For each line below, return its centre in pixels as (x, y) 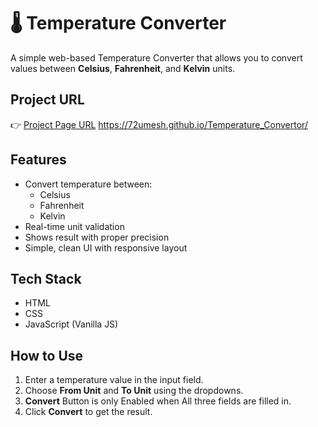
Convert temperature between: (88, 184)
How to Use (47, 355)
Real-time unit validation (74, 226)
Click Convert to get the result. (88, 412)
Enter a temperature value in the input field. (114, 380)
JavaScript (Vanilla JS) (71, 324)
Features (38, 160)
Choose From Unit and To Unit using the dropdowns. (134, 391)
